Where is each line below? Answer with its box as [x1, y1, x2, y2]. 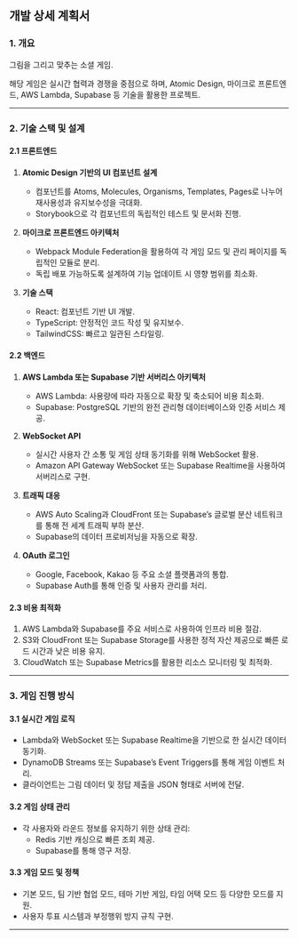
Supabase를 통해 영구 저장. [35, 845, 131, 855]
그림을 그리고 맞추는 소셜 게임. [9, 59, 114, 69]
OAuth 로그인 [21, 550, 70, 561]
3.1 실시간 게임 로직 [9, 713, 75, 724]
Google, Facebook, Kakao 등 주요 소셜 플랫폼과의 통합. [35, 569, 229, 580]
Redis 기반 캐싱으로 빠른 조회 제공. [35, 834, 155, 845]
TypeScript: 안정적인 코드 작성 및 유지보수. [35, 317, 184, 327]
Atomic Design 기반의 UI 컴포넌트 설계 [21, 167, 158, 178]
